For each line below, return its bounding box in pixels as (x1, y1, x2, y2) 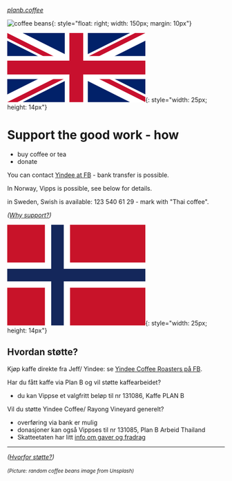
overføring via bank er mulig (17, 418, 98, 426)
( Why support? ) (7, 211, 52, 219)
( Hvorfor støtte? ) (7, 453, 55, 461)
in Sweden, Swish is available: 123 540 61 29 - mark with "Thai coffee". (7, 197, 209, 206)
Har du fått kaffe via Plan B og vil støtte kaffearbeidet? (7, 378, 161, 386)
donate (17, 157, 38, 165)
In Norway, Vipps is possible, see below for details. (7, 184, 153, 192)
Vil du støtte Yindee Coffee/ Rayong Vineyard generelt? (7, 404, 164, 413)
